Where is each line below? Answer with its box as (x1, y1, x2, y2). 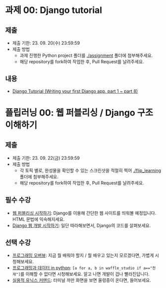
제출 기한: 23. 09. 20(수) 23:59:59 (12, 40, 80, 46)
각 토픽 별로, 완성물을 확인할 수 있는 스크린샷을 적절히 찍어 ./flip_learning (19, 167, 162, 173)
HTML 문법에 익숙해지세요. (12, 216, 65, 222)
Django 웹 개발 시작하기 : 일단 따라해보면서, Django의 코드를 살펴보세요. (12, 222, 151, 228)
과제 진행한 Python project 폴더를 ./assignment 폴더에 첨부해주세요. (19, 53, 153, 58)
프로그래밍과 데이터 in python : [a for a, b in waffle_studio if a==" (12, 265, 153, 271)
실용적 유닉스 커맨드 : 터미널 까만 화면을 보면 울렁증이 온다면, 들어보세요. (12, 277, 151, 284)
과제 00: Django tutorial (5, 4, 103, 16)
